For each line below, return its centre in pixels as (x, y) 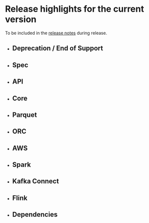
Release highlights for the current (74, 9)
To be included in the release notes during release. (56, 33)
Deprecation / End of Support (58, 48)
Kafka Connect (35, 181)
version (21, 19)
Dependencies (35, 214)
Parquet (24, 115)
